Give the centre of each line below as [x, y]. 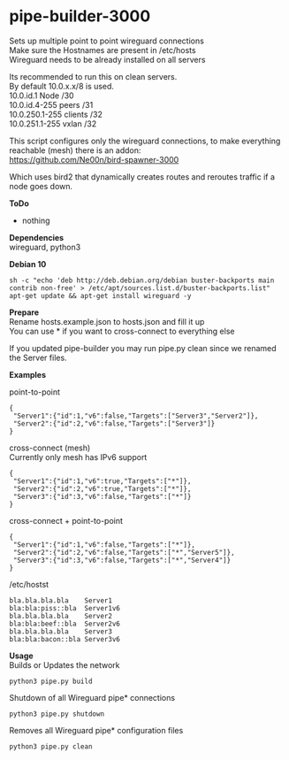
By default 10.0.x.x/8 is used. [62, 86]
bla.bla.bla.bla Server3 [61, 631]
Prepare [24, 312]
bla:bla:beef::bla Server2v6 [65, 624]
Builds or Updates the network [65, 664]
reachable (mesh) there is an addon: [75, 150]
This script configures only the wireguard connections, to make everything [145, 141]
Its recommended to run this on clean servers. [93, 76]
